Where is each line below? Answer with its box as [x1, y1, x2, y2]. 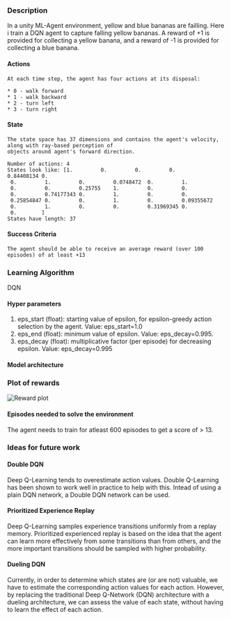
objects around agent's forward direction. [7, 148, 136, 155]
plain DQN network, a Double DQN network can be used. [7, 491, 170, 499]
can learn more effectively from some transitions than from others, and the [7, 537, 221, 545]
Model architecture [7, 361, 64, 368]
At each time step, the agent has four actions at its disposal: [7, 75, 200, 82]
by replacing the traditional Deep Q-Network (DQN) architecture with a [7, 590, 210, 599]
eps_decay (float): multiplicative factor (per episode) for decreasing [17, 337, 212, 345]
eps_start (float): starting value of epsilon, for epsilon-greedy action [17, 315, 212, 323]
